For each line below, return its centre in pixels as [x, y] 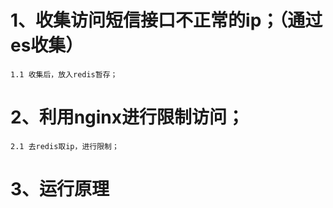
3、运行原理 [60, 189]
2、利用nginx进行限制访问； [127, 117]
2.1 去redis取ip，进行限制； [65, 146]
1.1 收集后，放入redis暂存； [64, 74]
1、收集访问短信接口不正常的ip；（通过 [166, 20]
